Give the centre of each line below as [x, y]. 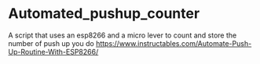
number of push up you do [51, 43]
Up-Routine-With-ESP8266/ [53, 52]
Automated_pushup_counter [104, 14]
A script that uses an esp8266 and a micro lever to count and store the [123, 35]
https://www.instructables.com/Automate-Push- [174, 43]
